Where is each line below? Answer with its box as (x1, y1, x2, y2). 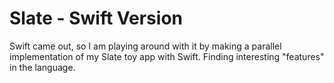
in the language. (9, 61, 76, 73)
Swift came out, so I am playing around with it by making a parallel (9, 40, 282, 52)
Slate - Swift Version (9, 7, 183, 30)
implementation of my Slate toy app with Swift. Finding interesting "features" (9, 50, 325, 62)
